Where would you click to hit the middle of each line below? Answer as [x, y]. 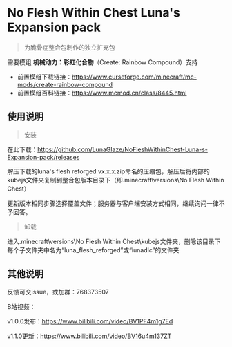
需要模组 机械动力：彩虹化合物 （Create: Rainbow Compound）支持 [103, 62]
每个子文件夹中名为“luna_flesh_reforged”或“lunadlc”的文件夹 [93, 250]
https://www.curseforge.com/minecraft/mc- [134, 77]
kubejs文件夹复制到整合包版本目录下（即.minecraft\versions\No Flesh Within [116, 180]
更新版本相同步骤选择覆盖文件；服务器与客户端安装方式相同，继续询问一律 [113, 203]
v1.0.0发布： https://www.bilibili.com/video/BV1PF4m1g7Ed [90, 321]
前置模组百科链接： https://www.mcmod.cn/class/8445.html [102, 93]
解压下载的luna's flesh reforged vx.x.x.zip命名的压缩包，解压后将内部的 [108, 171]
